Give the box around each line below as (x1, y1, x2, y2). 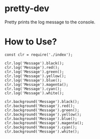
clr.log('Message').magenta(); (4, 82, 69, 87)
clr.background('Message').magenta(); (4, 120, 84, 125)
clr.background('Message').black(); (4, 99, 79, 104)
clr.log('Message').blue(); (4, 78, 62, 83)
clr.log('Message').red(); (4, 65, 60, 70)
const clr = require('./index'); (4, 52, 73, 57)
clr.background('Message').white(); (4, 129, 79, 134)
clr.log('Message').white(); (4, 91, 64, 96)
